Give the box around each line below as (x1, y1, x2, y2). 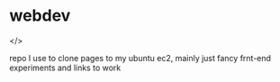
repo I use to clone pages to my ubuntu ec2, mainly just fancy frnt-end (9, 52, 272, 63)
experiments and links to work (9, 62, 122, 73)
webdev (9, 5, 71, 26)
